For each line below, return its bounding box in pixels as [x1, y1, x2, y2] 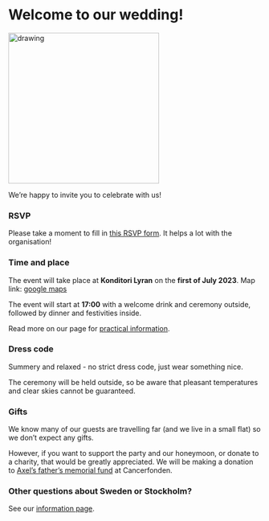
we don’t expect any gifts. [8, 433, 94, 443]
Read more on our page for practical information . [8, 323, 170, 333]
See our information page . [8, 504, 95, 514]
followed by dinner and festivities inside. [8, 308, 142, 318]
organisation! [8, 237, 52, 247]
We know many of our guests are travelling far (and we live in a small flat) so [8, 425, 261, 434]
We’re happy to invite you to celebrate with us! [8, 190, 162, 199]
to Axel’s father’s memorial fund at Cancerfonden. [8, 466, 173, 475]
